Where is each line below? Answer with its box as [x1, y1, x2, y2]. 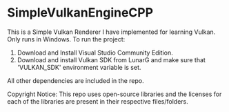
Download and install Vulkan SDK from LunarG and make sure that [17, 55, 206, 64]
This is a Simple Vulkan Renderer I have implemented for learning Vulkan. [7, 28, 216, 36]
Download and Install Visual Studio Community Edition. [17, 48, 174, 57]
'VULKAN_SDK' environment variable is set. [17, 63, 141, 71]
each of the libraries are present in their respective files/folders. [7, 97, 188, 105]
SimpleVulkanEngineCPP [7, 5, 154, 21]
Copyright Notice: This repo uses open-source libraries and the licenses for [7, 90, 222, 98]
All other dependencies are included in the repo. [7, 76, 144, 84]
